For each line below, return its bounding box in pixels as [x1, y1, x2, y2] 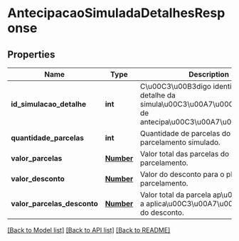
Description [188, 70, 230, 79]
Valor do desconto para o [139, 169, 225, 179]
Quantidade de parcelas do [139, 129, 231, 138]
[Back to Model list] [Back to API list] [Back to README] [7, 226, 171, 234]
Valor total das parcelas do [139, 149, 230, 159]
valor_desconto [11, 174, 65, 183]
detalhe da [139, 90, 176, 100]
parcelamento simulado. [139, 137, 221, 147]
